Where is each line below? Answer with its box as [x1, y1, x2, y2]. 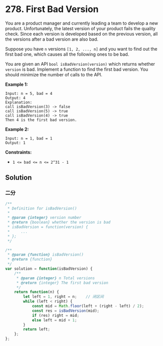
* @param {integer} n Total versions [16, 275, 95, 281]
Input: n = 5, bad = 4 [5, 91, 52, 96]
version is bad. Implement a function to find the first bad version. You [5, 66, 148, 72]
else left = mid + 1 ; [31, 317, 77, 322]
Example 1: [5, 81, 28, 87]
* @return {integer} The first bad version [16, 280, 108, 285]
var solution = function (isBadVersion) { [5, 266, 93, 271]
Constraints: [5, 149, 32, 155]
